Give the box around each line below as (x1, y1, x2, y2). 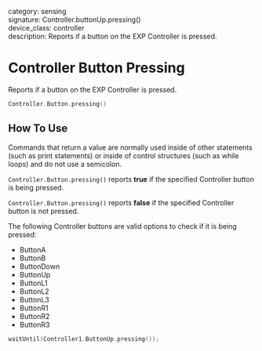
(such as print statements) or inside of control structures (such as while (8, 150, 239, 160)
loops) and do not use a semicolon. (8, 159, 122, 168)
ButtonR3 (19, 320, 50, 329)
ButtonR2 (19, 311, 50, 320)
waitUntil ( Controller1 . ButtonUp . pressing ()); (8, 335, 159, 343)
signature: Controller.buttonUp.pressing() (8, 15, 141, 24)
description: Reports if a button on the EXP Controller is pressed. (8, 31, 217, 41)
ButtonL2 (19, 286, 49, 296)
